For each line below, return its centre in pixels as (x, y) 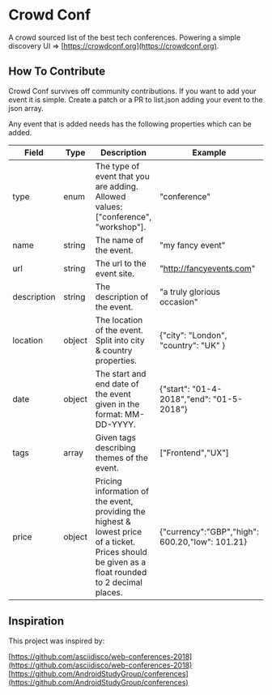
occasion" (178, 301)
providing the (120, 511)
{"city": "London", (193, 335)
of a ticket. (115, 542)
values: (109, 207)
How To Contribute (57, 72)
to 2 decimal (119, 582)
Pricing (109, 481)
